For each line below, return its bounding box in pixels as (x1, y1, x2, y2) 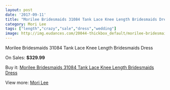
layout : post (5, 7, 33, 13)
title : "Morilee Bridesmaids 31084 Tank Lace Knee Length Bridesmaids (5, 17, 157, 22)
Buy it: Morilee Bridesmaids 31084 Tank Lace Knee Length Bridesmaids (5, 64, 154, 70)
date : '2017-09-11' (5, 12, 47, 17)
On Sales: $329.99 (5, 55, 46, 61)
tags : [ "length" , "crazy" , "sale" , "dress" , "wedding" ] (5, 26, 116, 31)
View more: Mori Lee (5, 79, 49, 85)
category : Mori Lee (5, 21, 47, 27)
